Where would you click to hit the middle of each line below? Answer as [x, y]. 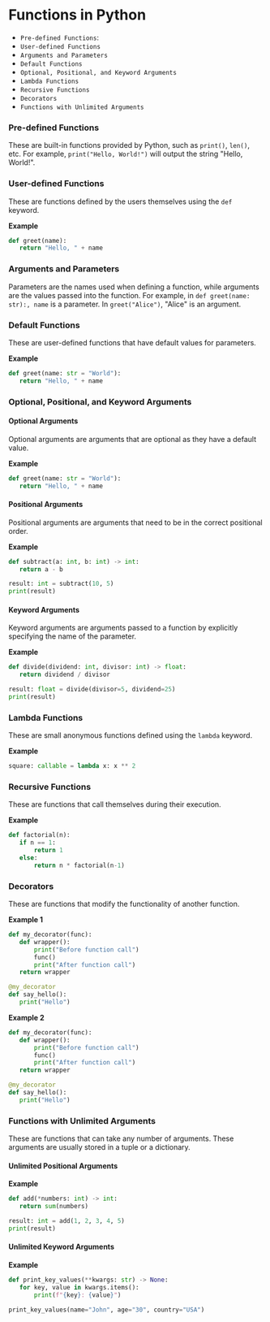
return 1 [48, 851]
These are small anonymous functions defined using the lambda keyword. [131, 735]
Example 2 [26, 1017]
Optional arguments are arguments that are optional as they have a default [133, 439]
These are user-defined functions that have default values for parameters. [133, 342]
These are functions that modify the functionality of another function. [124, 904]
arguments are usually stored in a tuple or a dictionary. [99, 1147]
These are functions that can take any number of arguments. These [121, 1138]
